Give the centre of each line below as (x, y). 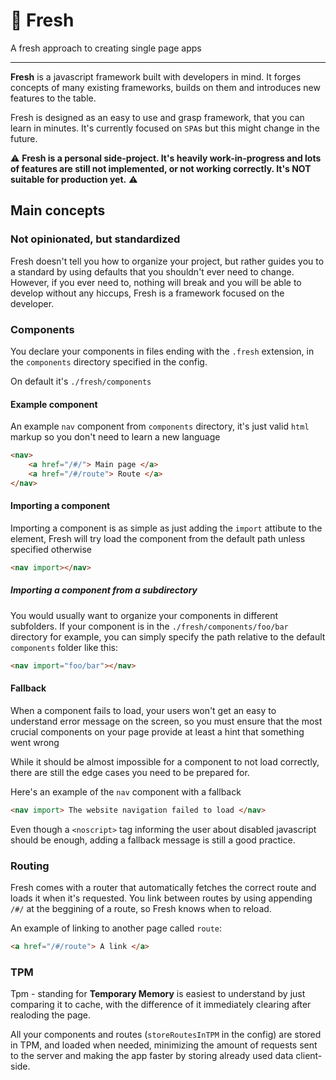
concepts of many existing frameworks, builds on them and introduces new (165, 87)
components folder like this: (64, 647)
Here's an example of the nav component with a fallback (126, 791)
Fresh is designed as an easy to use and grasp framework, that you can (157, 117)
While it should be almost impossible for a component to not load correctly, (165, 761)
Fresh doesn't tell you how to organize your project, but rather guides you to (167, 261)
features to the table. (53, 98)
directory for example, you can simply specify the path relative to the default (168, 636)
